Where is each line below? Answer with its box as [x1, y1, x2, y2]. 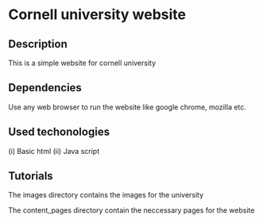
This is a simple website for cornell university [8, 58, 157, 67]
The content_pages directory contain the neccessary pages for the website [8, 206, 255, 215]
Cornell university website [8, 6, 187, 24]
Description [8, 37, 68, 51]
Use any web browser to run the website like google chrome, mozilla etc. [8, 102, 246, 112]
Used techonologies [8, 125, 110, 139]
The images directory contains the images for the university [8, 190, 204, 200]
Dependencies [8, 81, 82, 94]
